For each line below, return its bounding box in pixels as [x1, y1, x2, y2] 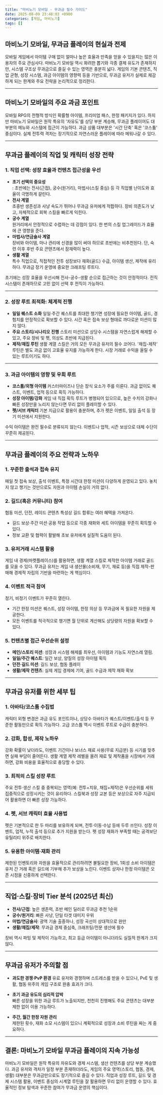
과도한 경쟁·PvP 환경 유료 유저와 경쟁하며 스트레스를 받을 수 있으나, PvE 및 [12, 975, 153, 981]
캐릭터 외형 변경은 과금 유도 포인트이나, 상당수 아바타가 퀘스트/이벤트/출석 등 [5, 716, 149, 721]
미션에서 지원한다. [17, 414, 51, 419]
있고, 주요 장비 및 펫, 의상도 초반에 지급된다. [12, 335, 95, 340]
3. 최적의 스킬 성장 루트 [5, 773, 56, 779]
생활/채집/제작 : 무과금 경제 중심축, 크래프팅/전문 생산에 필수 [12, 924, 125, 930]
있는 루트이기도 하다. [12, 353, 51, 359]
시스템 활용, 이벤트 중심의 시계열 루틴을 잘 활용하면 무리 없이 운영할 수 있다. [10, 1078, 152, 1084]
